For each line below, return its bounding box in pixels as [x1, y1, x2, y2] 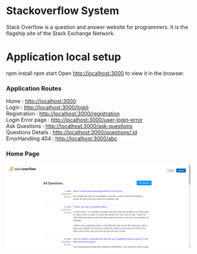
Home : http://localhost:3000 [6, 98, 76, 105]
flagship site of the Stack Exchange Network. [6, 29, 116, 36]
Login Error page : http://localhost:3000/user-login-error [6, 116, 143, 124]
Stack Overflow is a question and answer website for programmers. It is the [6, 23, 189, 31]
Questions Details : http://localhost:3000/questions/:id [6, 129, 137, 136]
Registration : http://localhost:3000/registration [6, 110, 120, 117]
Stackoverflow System [6, 4, 119, 18]
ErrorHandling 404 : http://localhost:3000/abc [6, 135, 117, 142]
